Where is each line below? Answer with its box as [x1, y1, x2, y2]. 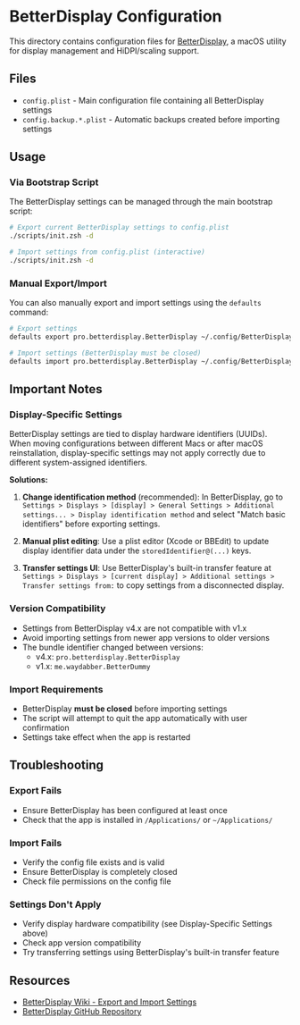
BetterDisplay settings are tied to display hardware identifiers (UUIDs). [9, 429, 268, 440]
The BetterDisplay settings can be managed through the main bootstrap [9, 197, 273, 207]
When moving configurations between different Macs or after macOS [9, 438, 263, 449]
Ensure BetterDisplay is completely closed [21, 867, 178, 877]
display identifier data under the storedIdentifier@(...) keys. [21, 545, 252, 556]
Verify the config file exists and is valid [21, 857, 165, 868]
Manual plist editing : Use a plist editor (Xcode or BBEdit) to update [21, 536, 270, 547]
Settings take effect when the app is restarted [21, 732, 191, 743]
